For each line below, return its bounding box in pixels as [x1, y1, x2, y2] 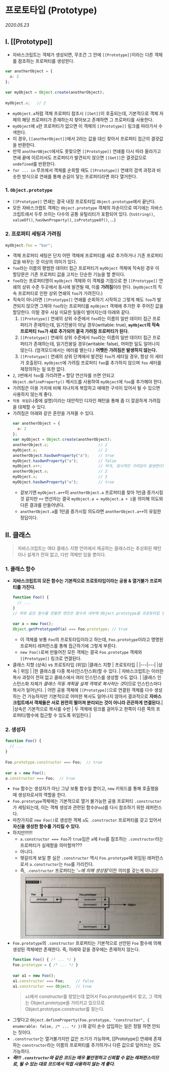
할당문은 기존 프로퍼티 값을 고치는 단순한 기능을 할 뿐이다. [12, 271, 126, 278]
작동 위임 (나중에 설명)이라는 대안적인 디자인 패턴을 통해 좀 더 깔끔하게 [12, 397, 147, 404]
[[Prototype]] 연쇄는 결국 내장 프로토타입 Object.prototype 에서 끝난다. [12, 198, 156, 205]
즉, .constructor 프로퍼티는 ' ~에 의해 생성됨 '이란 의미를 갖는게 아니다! [20, 867, 158, 874]
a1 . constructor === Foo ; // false [12, 978, 94, 984]
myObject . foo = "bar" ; [5, 243, 53, 248]
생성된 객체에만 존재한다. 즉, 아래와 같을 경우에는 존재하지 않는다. [12, 946, 140, 952]
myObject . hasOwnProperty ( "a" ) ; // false [12, 458, 117, 464]
